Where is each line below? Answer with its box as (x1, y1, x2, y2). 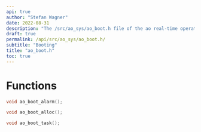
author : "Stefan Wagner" (6, 14, 68, 20)
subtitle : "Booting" (6, 42, 58, 48)
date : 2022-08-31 (6, 20, 50, 26)
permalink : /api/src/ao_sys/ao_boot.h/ (6, 36, 106, 42)
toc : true (6, 53, 31, 59)
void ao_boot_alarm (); (6, 99, 63, 105)
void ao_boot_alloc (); (6, 109, 63, 115)
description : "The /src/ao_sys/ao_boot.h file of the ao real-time (6, 25, 178, 32)
